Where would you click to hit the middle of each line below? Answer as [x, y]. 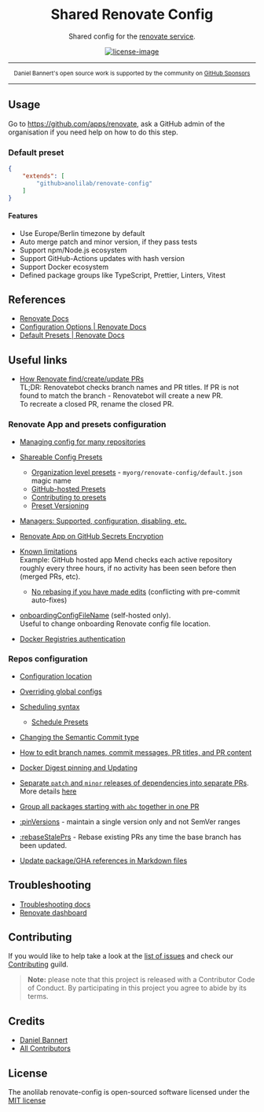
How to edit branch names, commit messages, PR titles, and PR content [136, 752]
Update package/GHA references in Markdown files [103, 860]
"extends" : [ [44, 176]
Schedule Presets [60, 722]
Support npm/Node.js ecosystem [73, 250]
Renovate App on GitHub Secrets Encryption [91, 536]
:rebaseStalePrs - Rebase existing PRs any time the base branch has [130, 837]
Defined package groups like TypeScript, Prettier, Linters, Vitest [123, 275]
